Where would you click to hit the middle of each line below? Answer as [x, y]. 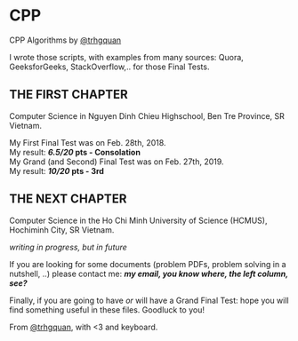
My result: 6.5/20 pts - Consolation [75, 152]
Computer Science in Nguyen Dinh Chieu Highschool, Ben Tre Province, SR [147, 115]
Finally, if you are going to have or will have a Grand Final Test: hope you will [149, 300]
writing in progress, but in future [68, 247]
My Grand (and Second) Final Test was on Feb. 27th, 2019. [117, 162]
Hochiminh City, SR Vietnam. [62, 230]
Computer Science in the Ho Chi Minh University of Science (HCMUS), [138, 220]
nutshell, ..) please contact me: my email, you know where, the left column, [149, 274]
